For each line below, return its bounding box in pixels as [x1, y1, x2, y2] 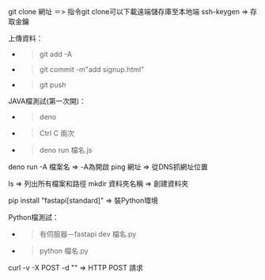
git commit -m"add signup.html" [39, 65, 145, 74]
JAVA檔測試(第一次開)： [8, 96, 86, 105]
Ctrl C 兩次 [39, 129, 75, 138]
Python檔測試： [8, 213, 59, 221]
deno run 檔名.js [39, 146, 93, 154]
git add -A [39, 50, 73, 59]
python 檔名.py [39, 246, 89, 255]
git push [39, 80, 66, 89]
